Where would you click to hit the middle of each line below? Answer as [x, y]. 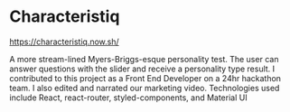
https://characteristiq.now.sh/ [64, 42]
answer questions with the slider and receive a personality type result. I [142, 69]
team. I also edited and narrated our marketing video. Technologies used [145, 88]
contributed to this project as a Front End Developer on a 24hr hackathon [145, 78]
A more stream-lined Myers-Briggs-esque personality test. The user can [144, 59]
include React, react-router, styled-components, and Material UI [128, 98]
